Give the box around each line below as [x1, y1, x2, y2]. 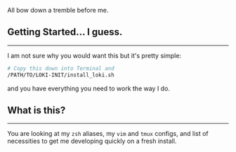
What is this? [7, 104, 66, 116]
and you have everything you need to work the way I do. [7, 84, 171, 92]
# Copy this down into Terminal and [7, 64, 114, 72]
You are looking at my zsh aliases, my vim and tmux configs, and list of [7, 130, 209, 138]
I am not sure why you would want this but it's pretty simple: [7, 51, 181, 60]
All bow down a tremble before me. [7, 6, 109, 14]
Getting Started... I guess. [7, 26, 123, 38]
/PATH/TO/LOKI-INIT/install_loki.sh [7, 71, 114, 78]
